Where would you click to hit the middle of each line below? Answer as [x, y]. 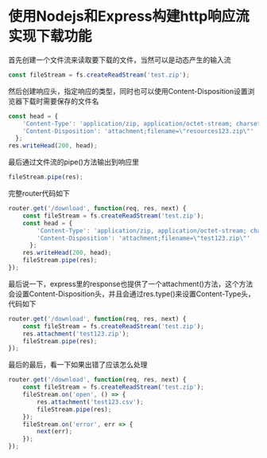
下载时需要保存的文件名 [60, 101]
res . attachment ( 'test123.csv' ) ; [91, 402]
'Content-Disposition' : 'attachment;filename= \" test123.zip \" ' [143, 238]
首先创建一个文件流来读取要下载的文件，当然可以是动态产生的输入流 [120, 60]
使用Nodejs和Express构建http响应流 [129, 16]
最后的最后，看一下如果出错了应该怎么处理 [78, 365]
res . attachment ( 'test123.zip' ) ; [76, 334]
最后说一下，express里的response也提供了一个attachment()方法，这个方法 [131, 284]
